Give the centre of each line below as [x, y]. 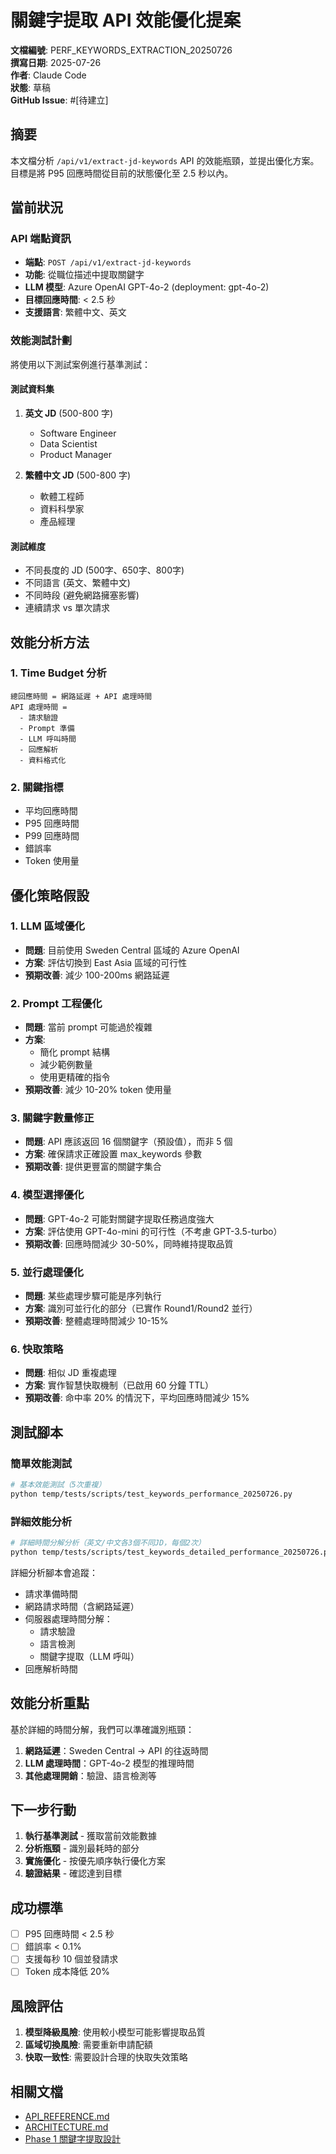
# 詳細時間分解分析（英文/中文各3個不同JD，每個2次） [108, 1543]
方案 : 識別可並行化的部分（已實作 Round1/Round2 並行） [141, 1308]
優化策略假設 [50, 895]
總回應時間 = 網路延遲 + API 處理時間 [81, 696]
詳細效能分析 [41, 1521]
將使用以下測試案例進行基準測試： [80, 364]
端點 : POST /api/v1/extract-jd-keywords [108, 262]
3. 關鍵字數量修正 [52, 1118]
